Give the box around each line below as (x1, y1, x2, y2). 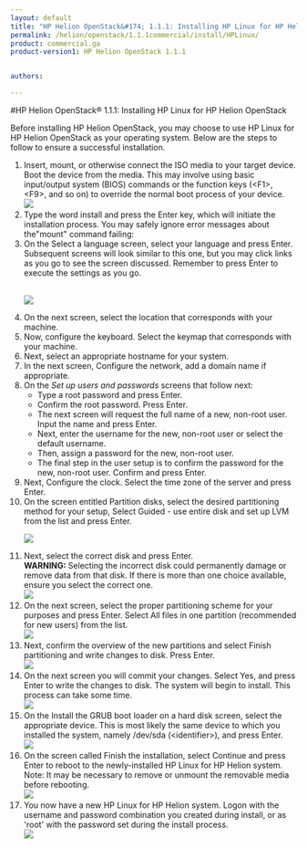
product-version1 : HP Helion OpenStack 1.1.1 (10, 47, 186, 57)
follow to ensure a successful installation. (10, 142, 166, 152)
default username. (36, 438, 107, 448)
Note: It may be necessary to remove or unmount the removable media (23, 769, 290, 780)
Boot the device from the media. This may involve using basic (23, 170, 255, 180)
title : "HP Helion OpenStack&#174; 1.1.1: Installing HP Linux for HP (10, 22, 284, 31)
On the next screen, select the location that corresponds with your (23, 312, 273, 322)
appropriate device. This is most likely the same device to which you (23, 720, 281, 730)
